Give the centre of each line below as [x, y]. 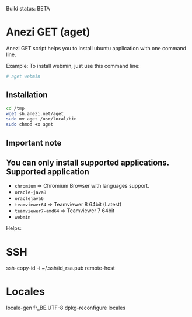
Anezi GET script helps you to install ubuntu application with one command [96, 48]
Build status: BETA [28, 8]
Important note [34, 143]
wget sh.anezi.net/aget [35, 113]
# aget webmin [23, 76]
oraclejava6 [29, 199]
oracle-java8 [30, 192]
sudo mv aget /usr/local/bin [41, 119]
